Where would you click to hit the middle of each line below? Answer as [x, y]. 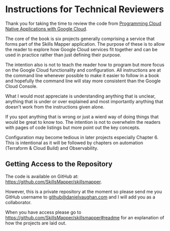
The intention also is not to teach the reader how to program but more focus [85, 64]
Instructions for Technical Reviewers [85, 9]
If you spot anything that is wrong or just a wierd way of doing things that [82, 117]
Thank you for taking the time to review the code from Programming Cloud [83, 23]
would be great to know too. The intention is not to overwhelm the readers [83, 122]
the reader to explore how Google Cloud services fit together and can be [81, 49]
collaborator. [19, 202]
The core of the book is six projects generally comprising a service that [80, 39]
